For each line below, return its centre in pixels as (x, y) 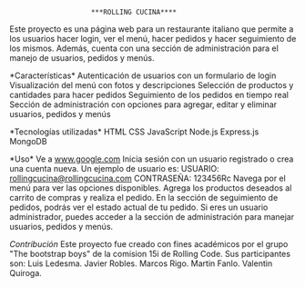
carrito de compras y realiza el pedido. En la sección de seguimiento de (144, 198)
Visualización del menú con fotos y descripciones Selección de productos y (152, 85)
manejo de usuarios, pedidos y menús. (82, 58)
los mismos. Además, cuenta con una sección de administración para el (144, 48)
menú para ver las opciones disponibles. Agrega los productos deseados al (151, 188)
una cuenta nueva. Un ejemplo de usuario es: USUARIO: (115, 168)
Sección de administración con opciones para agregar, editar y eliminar (143, 104)
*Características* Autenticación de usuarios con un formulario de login (143, 75)
